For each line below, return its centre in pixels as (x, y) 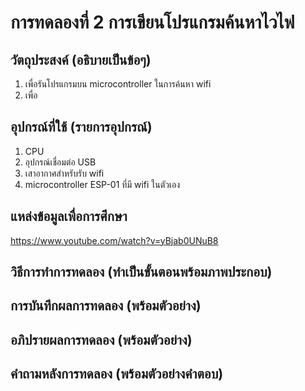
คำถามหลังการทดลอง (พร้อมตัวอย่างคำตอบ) (117, 374)
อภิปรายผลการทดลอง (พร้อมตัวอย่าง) (101, 339)
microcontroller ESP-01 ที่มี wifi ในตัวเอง (102, 184)
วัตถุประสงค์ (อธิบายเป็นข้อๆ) (81, 59)
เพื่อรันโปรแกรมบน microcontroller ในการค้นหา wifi (118, 84)
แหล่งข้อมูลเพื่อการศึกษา (69, 216)
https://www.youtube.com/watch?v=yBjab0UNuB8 (114, 240)
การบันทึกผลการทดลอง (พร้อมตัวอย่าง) (106, 306)
